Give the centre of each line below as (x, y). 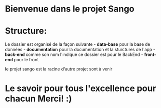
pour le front (26, 60)
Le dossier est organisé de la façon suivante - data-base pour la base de (78, 44)
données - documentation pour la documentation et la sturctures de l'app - (80, 50)
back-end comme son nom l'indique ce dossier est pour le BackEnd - (74, 54)
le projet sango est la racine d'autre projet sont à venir (59, 69)
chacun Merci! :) (39, 99)
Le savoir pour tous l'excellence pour (81, 88)
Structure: (26, 31)
